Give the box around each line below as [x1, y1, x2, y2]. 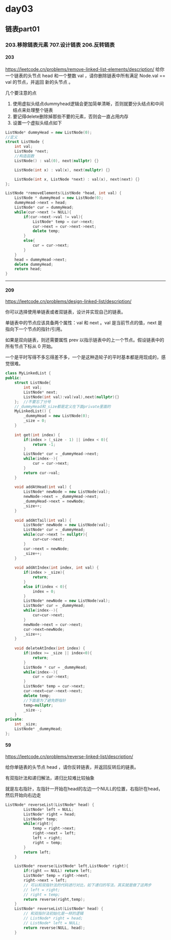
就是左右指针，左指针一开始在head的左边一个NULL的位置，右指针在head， [5, 785, 163, 792]
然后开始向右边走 [5, 792, 41, 798]
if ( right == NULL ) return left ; [23, 868, 93, 874]
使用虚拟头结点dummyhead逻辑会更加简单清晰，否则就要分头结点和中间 [12, 100, 164, 107]
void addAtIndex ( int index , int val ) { [14, 565, 99, 570]
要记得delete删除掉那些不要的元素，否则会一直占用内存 [12, 113, 129, 119]
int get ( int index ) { [14, 432, 60, 438]
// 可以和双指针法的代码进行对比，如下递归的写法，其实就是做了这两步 [23, 882, 152, 887]
